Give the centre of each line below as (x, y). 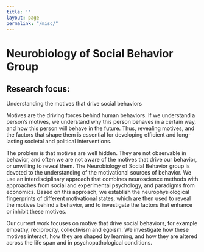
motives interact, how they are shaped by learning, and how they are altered (102, 236)
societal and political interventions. (68, 142)
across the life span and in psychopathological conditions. (79, 243)
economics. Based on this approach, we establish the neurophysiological (98, 192)
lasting (15, 142)
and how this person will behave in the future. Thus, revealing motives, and (100, 128)
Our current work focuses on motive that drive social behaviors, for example (102, 223)
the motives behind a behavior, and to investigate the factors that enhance (100, 205)
